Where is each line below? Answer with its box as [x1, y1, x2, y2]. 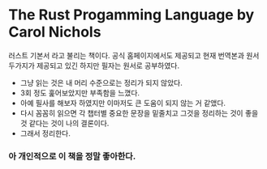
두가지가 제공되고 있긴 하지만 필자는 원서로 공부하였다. [8, 61, 180, 70]
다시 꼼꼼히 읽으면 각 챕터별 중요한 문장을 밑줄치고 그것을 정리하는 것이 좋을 [19, 108, 259, 118]
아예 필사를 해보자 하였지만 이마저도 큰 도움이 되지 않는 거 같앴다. [19, 98, 226, 108]
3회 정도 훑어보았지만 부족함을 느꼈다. [19, 87, 140, 98]
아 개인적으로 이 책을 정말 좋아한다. [8, 150, 136, 162]
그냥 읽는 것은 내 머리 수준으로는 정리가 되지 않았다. [19, 78, 183, 87]
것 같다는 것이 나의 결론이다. [19, 118, 110, 128]
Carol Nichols [8, 23, 101, 41]
